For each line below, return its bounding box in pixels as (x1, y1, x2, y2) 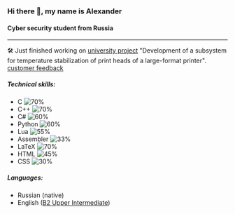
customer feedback (7, 64, 64, 72)
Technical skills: (7, 80, 56, 88)
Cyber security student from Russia (7, 24, 114, 32)
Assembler (17, 135, 49, 143)
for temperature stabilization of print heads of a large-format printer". (7, 56, 206, 65)
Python (17, 120, 38, 128)
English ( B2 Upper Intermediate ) (17, 199, 111, 207)
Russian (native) (17, 191, 64, 199)
